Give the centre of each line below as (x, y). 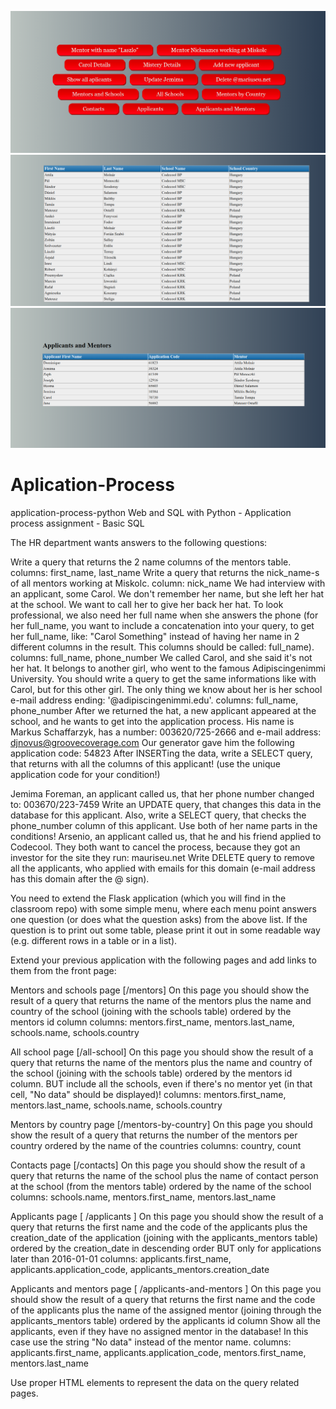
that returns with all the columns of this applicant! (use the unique (145, 764)
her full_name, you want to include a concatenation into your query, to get (162, 626)
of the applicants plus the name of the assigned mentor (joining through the (166, 1310)
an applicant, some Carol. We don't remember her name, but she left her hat (167, 594)
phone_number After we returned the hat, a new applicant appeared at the (163, 711)
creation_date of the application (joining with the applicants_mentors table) (164, 1238)
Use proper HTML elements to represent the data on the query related (155, 1383)
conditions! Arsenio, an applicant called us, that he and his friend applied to (166, 837)
